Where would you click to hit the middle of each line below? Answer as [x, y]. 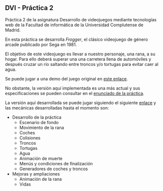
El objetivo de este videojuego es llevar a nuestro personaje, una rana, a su [80, 54]
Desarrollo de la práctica [37, 117]
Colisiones [30, 138]
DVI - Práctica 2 [29, 8]
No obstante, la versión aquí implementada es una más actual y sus [72, 88]
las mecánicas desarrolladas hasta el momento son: [57, 108]
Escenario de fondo [39, 122]
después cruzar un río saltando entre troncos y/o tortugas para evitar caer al [82, 64]
